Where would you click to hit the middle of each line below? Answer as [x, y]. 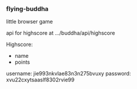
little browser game [30, 22]
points [22, 62]
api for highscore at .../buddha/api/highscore [61, 33]
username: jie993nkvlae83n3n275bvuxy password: [68, 74]
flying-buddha [27, 9]
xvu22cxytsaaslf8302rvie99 [40, 80]
